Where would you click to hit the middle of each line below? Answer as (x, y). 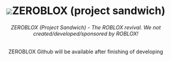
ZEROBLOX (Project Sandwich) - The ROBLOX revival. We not (86, 27)
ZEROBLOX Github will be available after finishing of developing (86, 52)
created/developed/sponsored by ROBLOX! (86, 33)
